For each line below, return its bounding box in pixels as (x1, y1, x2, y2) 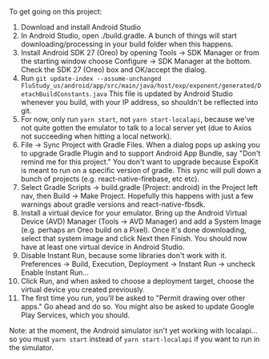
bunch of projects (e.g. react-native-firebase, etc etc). (20, 174, 199, 184)
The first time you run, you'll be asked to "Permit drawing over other (20, 293, 246, 303)
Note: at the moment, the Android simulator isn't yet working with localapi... (9, 326, 258, 335)
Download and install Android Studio (20, 22, 142, 31)
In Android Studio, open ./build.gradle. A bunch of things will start (20, 31, 237, 40)
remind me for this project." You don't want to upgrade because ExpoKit (20, 157, 259, 167)
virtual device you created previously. (20, 284, 145, 294)
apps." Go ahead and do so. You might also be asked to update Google (20, 302, 255, 311)
